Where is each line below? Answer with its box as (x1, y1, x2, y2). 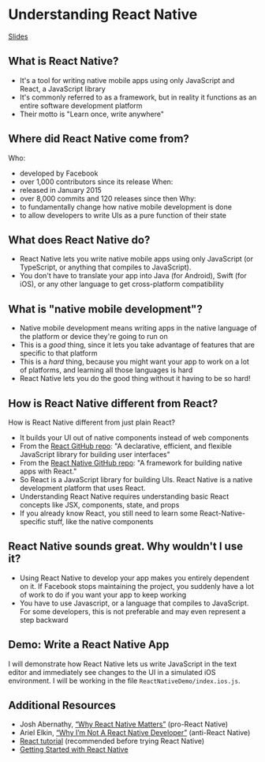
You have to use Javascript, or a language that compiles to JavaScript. (19, 598, 249, 608)
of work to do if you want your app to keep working (19, 590, 187, 599)
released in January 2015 (19, 185, 103, 194)
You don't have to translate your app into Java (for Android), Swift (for (19, 271, 247, 281)
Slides (8, 32, 28, 41)
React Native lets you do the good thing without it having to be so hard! (19, 374, 251, 383)
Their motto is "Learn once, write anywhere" (19, 109, 164, 119)
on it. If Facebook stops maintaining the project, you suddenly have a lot (19, 581, 254, 590)
